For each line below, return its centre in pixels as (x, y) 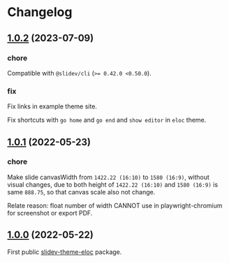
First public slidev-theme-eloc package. (65, 252)
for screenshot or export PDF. (50, 213)
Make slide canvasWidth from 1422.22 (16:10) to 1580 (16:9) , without (108, 177)
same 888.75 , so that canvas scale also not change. (81, 192)
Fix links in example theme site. (52, 106)
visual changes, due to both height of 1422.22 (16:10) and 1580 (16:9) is (113, 184)
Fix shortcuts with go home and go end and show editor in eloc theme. (107, 120)
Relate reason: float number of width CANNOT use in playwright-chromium (115, 205)
